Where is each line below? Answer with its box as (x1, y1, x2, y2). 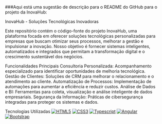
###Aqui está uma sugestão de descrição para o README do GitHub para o (5, 4, 158, 10)
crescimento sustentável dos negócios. (5, 54, 84, 60)
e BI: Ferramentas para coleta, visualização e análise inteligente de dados (5, 89, 153, 94)
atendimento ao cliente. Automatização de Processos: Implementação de (5, 78, 152, 84)
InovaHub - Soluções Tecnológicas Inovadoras (5, 19, 99, 24)
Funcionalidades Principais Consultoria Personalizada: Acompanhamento (5, 63, 152, 69)
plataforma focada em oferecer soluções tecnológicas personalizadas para (5, 33, 156, 39)
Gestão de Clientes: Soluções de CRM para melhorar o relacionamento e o (5, 74, 154, 79)
